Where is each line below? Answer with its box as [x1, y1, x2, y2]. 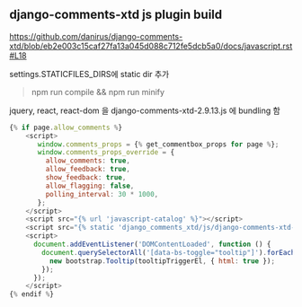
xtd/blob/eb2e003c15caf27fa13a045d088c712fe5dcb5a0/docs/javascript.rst [9, 40, 293, 51]
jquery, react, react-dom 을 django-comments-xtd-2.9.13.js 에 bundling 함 [9, 105, 280, 116]
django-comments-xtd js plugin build [9, 7, 223, 22]
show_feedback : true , [45, 173, 127, 182]
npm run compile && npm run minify [31, 86, 164, 97]
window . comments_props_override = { [37, 148, 175, 157]
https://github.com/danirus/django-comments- [9, 31, 183, 41]
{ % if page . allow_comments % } [9, 123, 123, 132]
